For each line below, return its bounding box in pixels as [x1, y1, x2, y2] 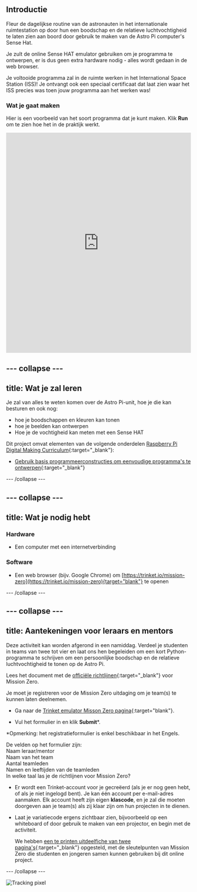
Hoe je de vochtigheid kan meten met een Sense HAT [14, 429, 144, 436]
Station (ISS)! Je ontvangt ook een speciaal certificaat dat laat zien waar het [6, 80, 190, 87]
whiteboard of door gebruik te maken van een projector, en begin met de [14, 820, 191, 827]
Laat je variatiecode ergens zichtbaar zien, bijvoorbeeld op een [14, 813, 168, 821]
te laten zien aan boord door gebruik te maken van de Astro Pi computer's [6, 32, 185, 40]
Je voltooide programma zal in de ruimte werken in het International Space [6, 74, 186, 81]
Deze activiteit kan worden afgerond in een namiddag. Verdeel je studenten [6, 641, 188, 648]
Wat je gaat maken [6, 101, 60, 109]
